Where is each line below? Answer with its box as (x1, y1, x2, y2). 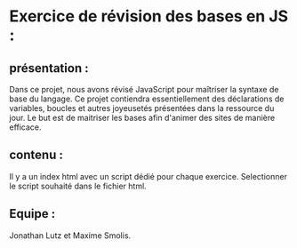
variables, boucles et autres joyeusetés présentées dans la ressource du (9, 103, 275, 113)
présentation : (9, 60, 89, 76)
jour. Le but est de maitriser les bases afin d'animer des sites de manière (9, 113, 276, 123)
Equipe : (9, 206, 56, 221)
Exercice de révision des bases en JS (9, 6, 289, 27)
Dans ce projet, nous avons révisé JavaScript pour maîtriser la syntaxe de (9, 84, 279, 94)
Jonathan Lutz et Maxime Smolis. (9, 229, 132, 241)
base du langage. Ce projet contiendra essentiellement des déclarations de (9, 93, 285, 104)
